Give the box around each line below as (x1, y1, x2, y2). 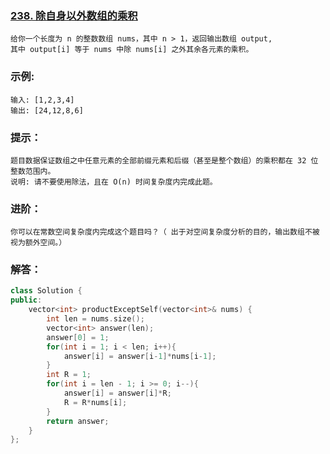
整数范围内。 (10, 166, 56, 176)
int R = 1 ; (46, 370, 92, 380)
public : (10, 295, 43, 306)
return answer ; (46, 416, 110, 426)
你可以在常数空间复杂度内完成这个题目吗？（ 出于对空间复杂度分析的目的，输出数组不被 (10, 227, 320, 237)
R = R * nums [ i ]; (63, 397, 128, 407)
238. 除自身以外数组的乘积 (10, 8, 138, 22)
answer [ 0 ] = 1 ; (46, 332, 110, 342)
